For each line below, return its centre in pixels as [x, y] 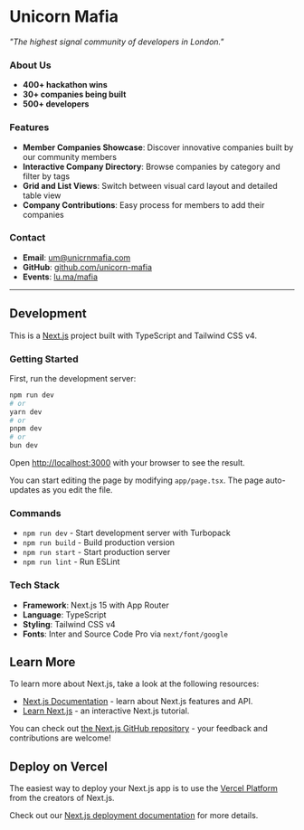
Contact [28, 238]
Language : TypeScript [64, 614]
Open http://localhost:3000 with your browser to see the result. [128, 463]
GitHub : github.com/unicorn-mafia [87, 267]
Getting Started [44, 359]
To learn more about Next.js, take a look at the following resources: [134, 684]
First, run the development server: [73, 378]
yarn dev [26, 412]
